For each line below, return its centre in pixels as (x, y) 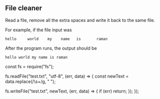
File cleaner (24, 8)
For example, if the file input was (39, 30)
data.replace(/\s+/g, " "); (30, 81)
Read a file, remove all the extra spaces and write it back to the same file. (80, 20)
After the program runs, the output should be (51, 48)
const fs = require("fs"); (30, 66)
